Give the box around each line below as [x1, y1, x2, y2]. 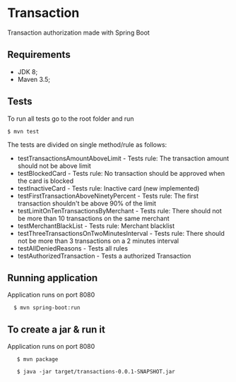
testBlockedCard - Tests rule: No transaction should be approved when [17, 169, 225, 177]
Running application [7, 272, 98, 284]
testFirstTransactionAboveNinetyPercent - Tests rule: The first [17, 191, 199, 200]
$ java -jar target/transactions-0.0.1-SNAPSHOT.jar [16, 369, 175, 376]
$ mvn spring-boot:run [13, 304, 81, 311]
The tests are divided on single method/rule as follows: [7, 140, 167, 149]
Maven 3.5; [17, 75, 51, 83]
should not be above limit [17, 161, 92, 170]
